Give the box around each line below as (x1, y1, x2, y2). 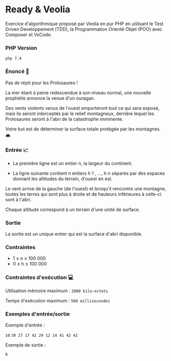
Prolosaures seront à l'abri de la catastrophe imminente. (5, 116, 123, 122)
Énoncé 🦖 (5, 68, 30, 75)
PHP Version (5, 44, 37, 51)
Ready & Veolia (5, 4, 71, 15)
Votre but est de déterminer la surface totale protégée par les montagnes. (5, 126, 161, 132)
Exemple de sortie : (5, 342, 46, 348)
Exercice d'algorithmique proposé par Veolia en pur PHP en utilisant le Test (5, 21, 164, 27)
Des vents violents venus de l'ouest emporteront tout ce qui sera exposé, (5, 105, 160, 111)
